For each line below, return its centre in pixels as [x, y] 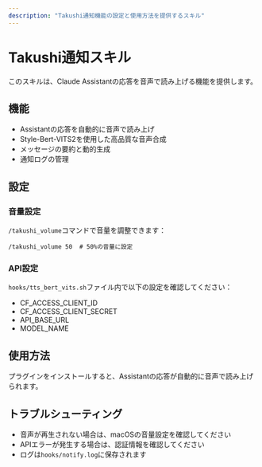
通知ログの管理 [44, 159]
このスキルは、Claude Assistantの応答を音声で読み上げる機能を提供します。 [133, 81]
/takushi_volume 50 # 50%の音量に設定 [71, 247]
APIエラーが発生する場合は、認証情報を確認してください [112, 444]
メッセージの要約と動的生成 [65, 149]
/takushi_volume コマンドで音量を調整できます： [87, 230]
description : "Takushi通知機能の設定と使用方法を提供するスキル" [106, 16]
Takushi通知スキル [70, 57]
